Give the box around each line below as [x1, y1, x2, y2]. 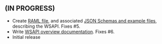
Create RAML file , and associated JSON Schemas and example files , [12, 17, 157, 24]
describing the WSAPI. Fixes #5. [12, 23, 80, 29]
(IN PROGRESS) [5, 4, 55, 13]
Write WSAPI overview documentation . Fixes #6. [12, 28, 115, 35]
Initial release [12, 34, 40, 40]
